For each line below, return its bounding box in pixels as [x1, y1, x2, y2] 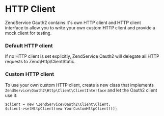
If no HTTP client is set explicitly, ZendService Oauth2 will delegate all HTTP [5, 53, 160, 59]
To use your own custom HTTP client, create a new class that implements [5, 82, 154, 88]
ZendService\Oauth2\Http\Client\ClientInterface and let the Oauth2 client [5, 87, 157, 93]
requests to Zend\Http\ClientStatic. [5, 59, 76, 65]
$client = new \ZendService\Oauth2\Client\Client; [5, 102, 111, 107]
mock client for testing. [5, 30, 52, 36]
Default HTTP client [5, 42, 53, 49]
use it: [5, 92, 18, 98]
